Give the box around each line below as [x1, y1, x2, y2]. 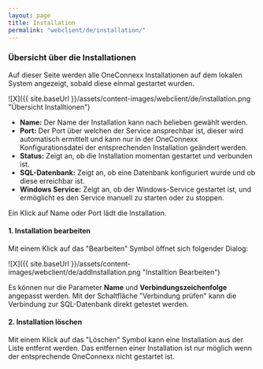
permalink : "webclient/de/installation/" [8, 26, 146, 34]
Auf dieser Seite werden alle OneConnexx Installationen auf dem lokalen [8, 70, 243, 80]
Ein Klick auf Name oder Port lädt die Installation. [8, 208, 167, 218]
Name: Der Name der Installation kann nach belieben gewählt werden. [19, 117, 248, 127]
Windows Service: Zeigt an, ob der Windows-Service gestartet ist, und [19, 184, 252, 194]
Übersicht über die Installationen [8, 52, 136, 63]
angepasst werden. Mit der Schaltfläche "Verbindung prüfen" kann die [8, 291, 237, 300]
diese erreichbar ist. [19, 176, 85, 185]
